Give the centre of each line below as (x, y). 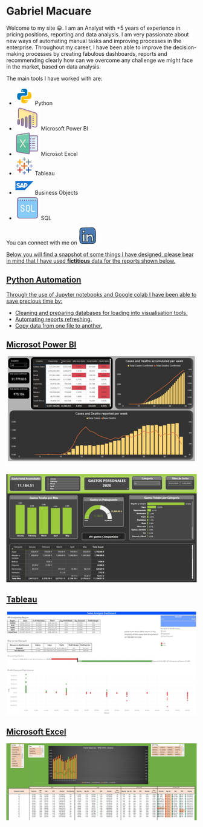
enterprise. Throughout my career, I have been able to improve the (89, 47)
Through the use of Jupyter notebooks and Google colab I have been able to (101, 294)
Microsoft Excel (36, 732)
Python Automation (44, 280)
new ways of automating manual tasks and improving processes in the (94, 41)
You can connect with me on (42, 242)
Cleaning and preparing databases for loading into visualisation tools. (101, 312)
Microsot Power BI (41, 345)
